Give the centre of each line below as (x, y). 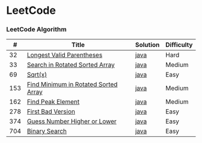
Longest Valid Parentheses (65, 55)
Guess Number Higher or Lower (72, 121)
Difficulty (179, 45)
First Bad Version (51, 112)
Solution (147, 45)
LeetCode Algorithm (37, 30)
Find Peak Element (53, 102)
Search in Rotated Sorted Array (71, 65)
